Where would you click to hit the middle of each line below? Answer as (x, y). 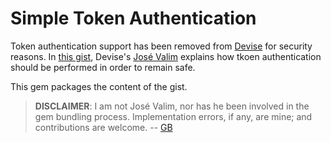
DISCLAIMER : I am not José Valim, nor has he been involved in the (172, 106)
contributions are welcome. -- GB (103, 127)
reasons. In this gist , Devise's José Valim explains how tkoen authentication (166, 56)
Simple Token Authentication (133, 18)
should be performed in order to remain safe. (103, 67)
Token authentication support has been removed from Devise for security (161, 46)
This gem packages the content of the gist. (99, 86)
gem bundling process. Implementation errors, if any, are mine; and (173, 116)
